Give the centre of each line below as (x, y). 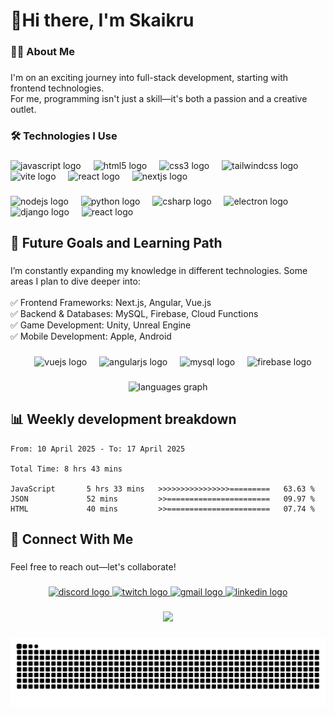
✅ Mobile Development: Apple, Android (91, 336)
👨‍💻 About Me (42, 52)
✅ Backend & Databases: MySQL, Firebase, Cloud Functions (134, 314)
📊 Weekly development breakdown (123, 419)
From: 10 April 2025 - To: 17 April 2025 (98, 449)
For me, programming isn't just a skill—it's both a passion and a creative (159, 99)
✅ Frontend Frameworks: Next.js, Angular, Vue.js (111, 303)
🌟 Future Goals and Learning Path (116, 243)
